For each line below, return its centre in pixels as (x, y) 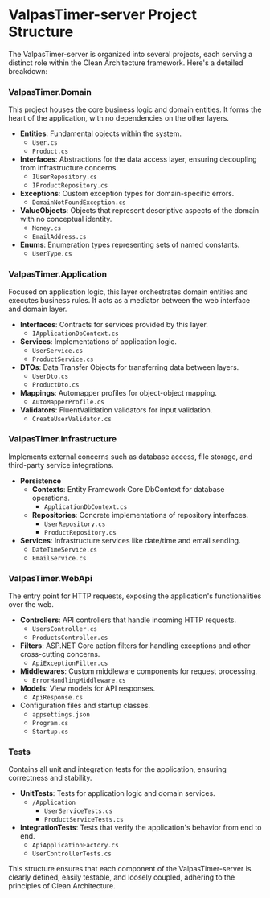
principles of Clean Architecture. (62, 886)
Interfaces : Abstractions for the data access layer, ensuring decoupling (138, 159)
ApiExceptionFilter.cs (70, 664)
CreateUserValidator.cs (72, 419)
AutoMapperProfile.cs (68, 402)
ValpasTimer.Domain (50, 92)
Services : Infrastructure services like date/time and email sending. (130, 540)
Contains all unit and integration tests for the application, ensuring (117, 769)
